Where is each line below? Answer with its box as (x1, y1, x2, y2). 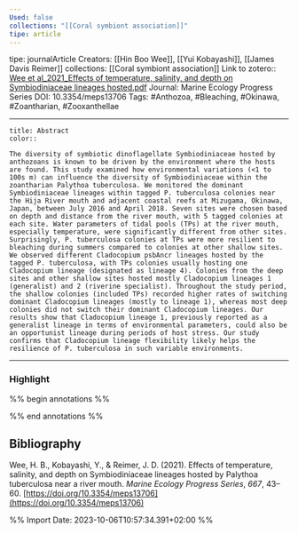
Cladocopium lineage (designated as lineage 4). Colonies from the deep (9, 267, 284, 275)
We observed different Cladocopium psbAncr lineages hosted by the (9, 251, 264, 260)
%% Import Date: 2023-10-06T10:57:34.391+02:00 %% (9, 514, 214, 525)
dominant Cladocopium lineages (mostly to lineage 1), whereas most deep (9, 298, 288, 307)
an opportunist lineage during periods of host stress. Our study (9, 329, 260, 338)
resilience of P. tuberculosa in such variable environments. (9, 344, 244, 354)
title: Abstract (9, 126, 69, 136)
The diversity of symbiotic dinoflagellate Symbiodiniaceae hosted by (9, 150, 276, 159)
